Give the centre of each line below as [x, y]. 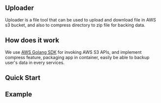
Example [19, 94]
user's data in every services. [35, 62]
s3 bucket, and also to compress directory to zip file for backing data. [75, 25]
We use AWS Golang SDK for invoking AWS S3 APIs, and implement [73, 52]
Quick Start [23, 78]
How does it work [32, 40]
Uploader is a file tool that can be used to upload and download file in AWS [80, 20]
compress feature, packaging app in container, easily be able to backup [77, 57]
